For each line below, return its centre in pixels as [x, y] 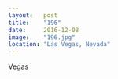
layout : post [33, 15]
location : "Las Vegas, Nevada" [59, 45]
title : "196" [35, 23]
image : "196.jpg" [42, 37]
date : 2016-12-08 [44, 30]
